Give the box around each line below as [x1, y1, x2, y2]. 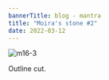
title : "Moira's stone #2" [8, 19, 98, 27]
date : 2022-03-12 [8, 26, 66, 34]
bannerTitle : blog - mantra [8, 11, 102, 20]
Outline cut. [8, 64, 46, 74]
